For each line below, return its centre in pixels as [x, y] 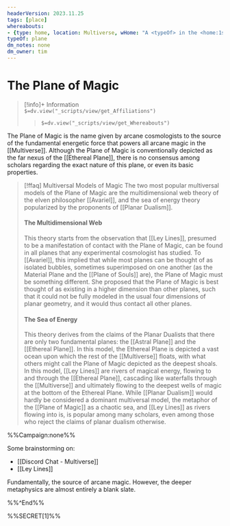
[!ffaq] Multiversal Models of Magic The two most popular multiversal [121, 185]
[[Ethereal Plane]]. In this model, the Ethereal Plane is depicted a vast [121, 349]
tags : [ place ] [27, 20]
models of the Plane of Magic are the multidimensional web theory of [121, 192]
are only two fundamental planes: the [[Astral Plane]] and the [110, 342]
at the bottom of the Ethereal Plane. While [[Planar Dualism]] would [118, 393]
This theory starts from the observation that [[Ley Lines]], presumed [120, 238]
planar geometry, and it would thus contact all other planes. [108, 304]
